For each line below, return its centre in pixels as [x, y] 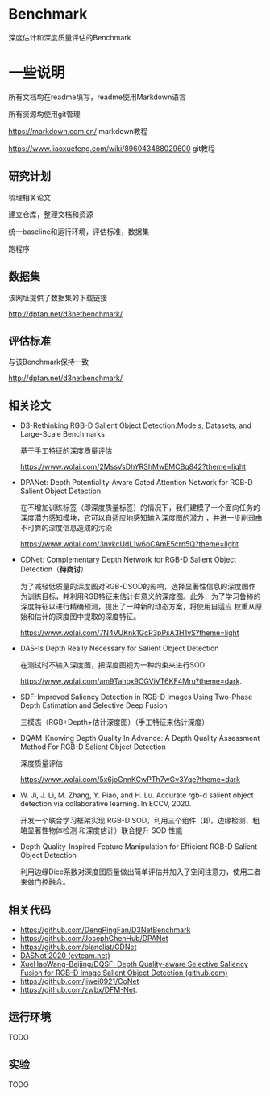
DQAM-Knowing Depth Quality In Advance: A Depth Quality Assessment [140, 738]
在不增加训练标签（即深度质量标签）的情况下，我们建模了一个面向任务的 [140, 508]
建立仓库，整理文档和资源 [51, 214]
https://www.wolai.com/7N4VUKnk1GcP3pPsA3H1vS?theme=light [129, 633]
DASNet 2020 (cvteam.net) [65, 955]
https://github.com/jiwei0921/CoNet [79, 981]
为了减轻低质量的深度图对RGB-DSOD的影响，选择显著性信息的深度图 [134, 587]
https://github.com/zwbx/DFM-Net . [79, 989]
